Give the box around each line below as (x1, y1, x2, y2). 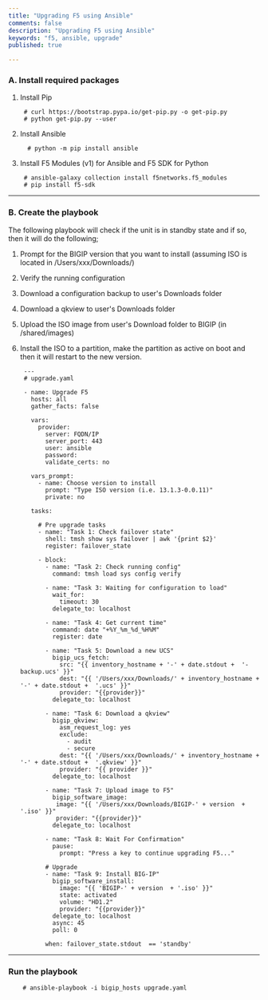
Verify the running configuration (19, 273, 125, 283)
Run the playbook (8, 966, 78, 977)
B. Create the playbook (8, 207, 99, 218)
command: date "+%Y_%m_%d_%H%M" (52, 626, 160, 634)
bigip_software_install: (52, 877, 135, 885)
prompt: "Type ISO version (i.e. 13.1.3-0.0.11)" (45, 486, 214, 494)
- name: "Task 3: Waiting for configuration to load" (45, 583, 228, 591)
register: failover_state (45, 542, 132, 550)
